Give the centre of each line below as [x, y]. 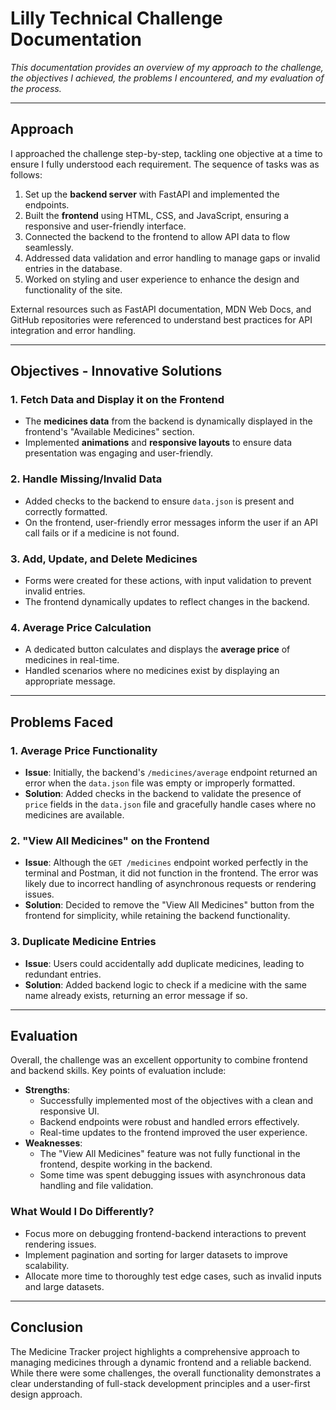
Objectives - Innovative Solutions [116, 371]
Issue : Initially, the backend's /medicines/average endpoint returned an [171, 773]
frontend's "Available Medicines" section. [109, 432]
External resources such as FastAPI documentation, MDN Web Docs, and [161, 309]
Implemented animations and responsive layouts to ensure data [158, 443]
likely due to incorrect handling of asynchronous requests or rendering [170, 884]
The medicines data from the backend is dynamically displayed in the [168, 421]
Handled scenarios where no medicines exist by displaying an [152, 671]
